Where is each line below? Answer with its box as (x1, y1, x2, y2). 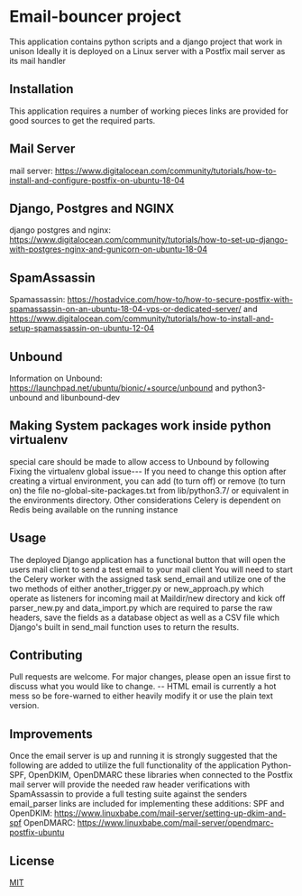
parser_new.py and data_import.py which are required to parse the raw (9, 602, 273, 613)
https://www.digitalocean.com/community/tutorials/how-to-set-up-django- (9, 235, 288, 245)
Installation (9, 81, 74, 97)
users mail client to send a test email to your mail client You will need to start (9, 564, 293, 575)
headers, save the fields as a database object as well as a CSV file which (9, 612, 280, 623)
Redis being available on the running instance (9, 503, 178, 515)
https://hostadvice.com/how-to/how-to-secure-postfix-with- (67, 294, 293, 305)
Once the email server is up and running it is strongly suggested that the (9, 751, 278, 762)
